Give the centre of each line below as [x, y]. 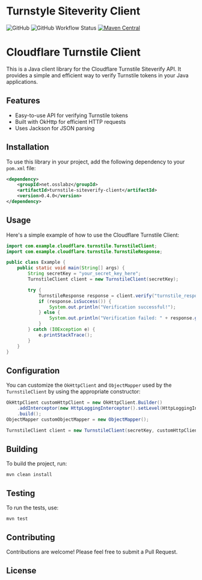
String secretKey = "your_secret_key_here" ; [84, 274]
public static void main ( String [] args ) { [71, 268]
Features [23, 101]
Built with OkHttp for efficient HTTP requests [70, 121]
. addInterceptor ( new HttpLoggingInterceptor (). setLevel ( [90, 409]
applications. [22, 81]
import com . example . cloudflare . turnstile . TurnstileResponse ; [84, 252]
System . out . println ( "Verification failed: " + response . [122, 318]
